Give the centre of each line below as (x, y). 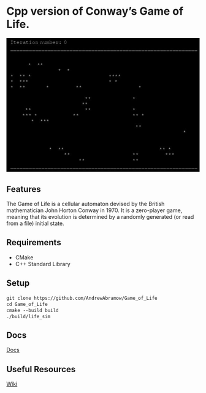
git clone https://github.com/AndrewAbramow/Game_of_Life (82, 298)
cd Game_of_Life (27, 304)
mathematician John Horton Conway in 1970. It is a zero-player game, (94, 210)
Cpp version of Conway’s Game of (95, 11)
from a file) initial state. (35, 223)
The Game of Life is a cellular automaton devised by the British (86, 204)
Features (24, 189)
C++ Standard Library (43, 264)
